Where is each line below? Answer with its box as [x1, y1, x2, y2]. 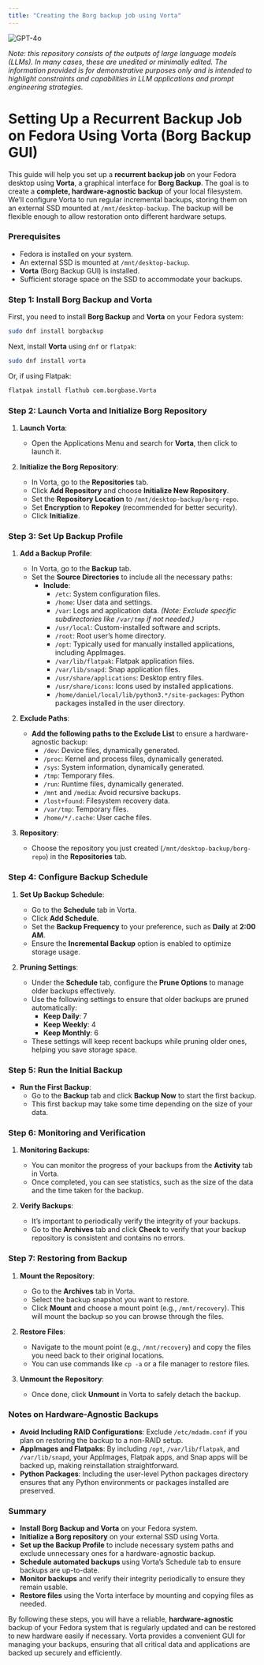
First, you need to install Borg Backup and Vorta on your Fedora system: [8, 312, 244, 322]
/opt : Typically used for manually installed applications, [54, 639, 235, 649]
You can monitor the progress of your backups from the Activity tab [31, 1161, 254, 1170]
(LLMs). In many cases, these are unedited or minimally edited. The [8, 57, 228, 66]
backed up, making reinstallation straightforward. [19, 1460, 180, 1470]
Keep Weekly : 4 [43, 1019, 96, 1029]
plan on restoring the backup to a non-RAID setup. [19, 1435, 184, 1445]
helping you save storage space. [31, 1045, 138, 1054]
